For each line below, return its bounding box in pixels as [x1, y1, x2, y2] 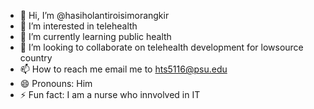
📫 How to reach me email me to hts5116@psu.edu [19, 63, 228, 75]
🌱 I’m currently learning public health [19, 31, 172, 42]
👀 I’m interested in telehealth [19, 20, 138, 32]
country [19, 52, 53, 64]
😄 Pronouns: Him [19, 78, 93, 89]
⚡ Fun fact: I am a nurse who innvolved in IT [19, 89, 201, 100]
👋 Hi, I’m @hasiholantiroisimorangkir [19, 10, 170, 21]
